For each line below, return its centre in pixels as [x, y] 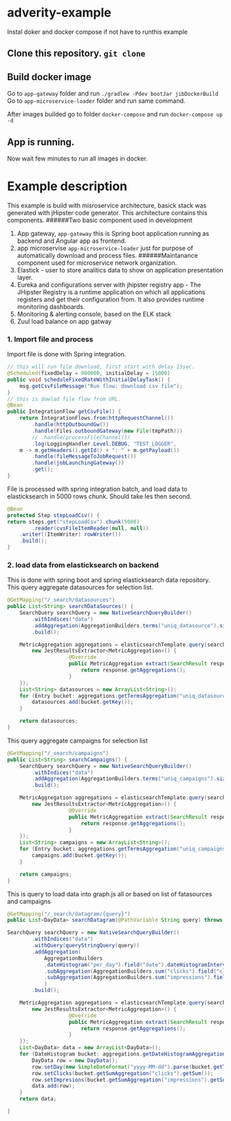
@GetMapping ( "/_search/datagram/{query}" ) [69, 914]
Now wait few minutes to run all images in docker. [77, 158]
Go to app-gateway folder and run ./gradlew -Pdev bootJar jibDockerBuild [113, 94]
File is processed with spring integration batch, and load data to [97, 489]
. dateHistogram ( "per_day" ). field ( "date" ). [106, 965]
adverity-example [59, 13]
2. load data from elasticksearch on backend [83, 565]
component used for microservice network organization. [97, 263]
